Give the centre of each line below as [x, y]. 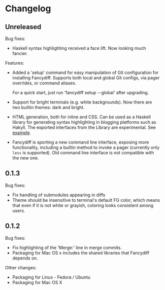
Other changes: [21, 267]
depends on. [25, 258]
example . [21, 133]
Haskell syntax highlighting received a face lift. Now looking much [79, 48]
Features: [15, 63]
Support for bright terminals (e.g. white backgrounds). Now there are [82, 102]
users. [19, 211]
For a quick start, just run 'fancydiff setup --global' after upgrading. [81, 92]
